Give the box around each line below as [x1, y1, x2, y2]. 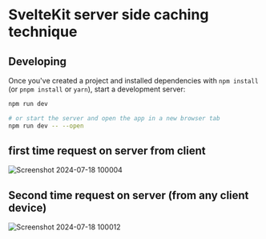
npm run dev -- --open [8, 122, 84, 130]
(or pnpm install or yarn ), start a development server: [8, 84, 186, 94]
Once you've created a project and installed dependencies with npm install [8, 76, 259, 85]
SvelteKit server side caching [8, 6, 209, 24]
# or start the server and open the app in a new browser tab [8, 114, 220, 122]
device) [8, 201, 47, 214]
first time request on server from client [8, 144, 206, 158]
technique [8, 22, 78, 41]
